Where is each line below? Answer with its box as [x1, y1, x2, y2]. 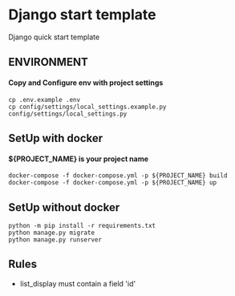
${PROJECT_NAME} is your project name [8, 154, 149, 164]
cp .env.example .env [8, 95, 81, 103]
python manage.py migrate [8, 229, 95, 237]
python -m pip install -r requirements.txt [8, 221, 156, 229]
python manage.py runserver [8, 235, 103, 244]
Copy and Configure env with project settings [8, 78, 164, 87]
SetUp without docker [8, 201, 120, 214]
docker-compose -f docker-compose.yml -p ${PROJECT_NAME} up [8, 179, 217, 187]
